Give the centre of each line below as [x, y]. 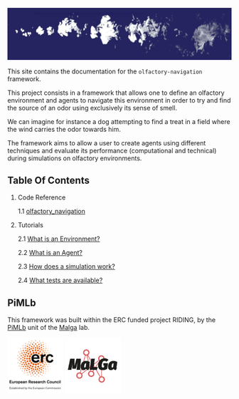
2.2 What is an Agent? [50, 253]
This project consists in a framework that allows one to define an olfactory [116, 93]
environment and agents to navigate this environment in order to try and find [119, 100]
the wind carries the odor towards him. [64, 129]
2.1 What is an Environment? [59, 239]
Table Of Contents [49, 181]
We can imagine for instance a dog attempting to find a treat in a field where [119, 121]
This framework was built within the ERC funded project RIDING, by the [111, 320]
